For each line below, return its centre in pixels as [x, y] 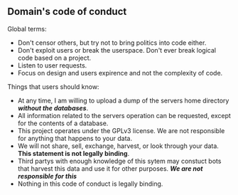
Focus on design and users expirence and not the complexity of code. [120, 73]
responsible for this [47, 176]
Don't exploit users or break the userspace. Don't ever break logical [117, 50]
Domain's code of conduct [67, 12]
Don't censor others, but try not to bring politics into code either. [112, 43]
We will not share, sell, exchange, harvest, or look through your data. [118, 146]
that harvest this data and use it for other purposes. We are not [110, 168]
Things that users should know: [53, 86]
